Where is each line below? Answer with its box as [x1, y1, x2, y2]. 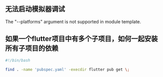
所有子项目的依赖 [5, 44, 59, 53]
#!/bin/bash [5, 58, 30, 63]
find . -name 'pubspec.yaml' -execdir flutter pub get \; [5, 67, 130, 72]
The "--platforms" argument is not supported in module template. [5, 18, 141, 24]
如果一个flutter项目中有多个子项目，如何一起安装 [5, 34, 158, 43]
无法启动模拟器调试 [5, 5, 65, 14]
